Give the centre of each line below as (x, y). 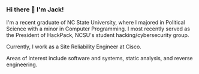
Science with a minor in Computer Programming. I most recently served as (98, 29)
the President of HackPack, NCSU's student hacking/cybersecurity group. (98, 35)
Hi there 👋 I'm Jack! (35, 10)
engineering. (22, 64)
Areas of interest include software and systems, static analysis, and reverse (99, 58)
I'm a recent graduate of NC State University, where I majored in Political (96, 23)
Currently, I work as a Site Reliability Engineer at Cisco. (74, 47)
